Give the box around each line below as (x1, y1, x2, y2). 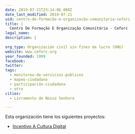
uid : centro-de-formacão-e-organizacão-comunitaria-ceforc (5, 16, 131, 21)
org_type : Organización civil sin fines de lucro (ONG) (5, 44, 124, 49)
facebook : (5, 58, 26, 63)
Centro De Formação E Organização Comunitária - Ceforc (9, 26, 128, 31)
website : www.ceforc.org (5, 49, 57, 54)
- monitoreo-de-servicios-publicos (9, 72, 84, 77)
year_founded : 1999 (5, 53, 46, 59)
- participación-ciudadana (9, 81, 66, 86)
